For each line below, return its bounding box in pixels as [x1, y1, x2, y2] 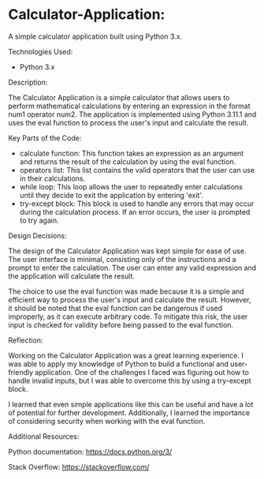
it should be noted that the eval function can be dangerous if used [8, 303, 223, 312]
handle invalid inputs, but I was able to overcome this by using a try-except [8, 376, 251, 385]
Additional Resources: [8, 432, 80, 441]
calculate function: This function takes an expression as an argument [19, 148, 244, 158]
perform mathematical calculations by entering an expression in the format [8, 101, 251, 110]
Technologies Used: [8, 47, 73, 56]
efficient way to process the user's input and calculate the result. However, [8, 294, 251, 305]
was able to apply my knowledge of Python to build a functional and [8, 359, 229, 369]
